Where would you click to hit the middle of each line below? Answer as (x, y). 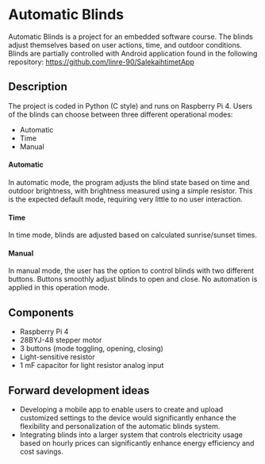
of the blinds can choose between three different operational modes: (121, 114)
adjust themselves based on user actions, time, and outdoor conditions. (125, 44)
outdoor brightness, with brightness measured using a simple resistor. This (131, 190)
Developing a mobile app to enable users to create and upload (121, 409)
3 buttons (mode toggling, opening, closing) (92, 349)
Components (41, 312)
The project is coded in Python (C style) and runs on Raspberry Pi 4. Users (130, 105)
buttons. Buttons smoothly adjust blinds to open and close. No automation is (133, 279)
